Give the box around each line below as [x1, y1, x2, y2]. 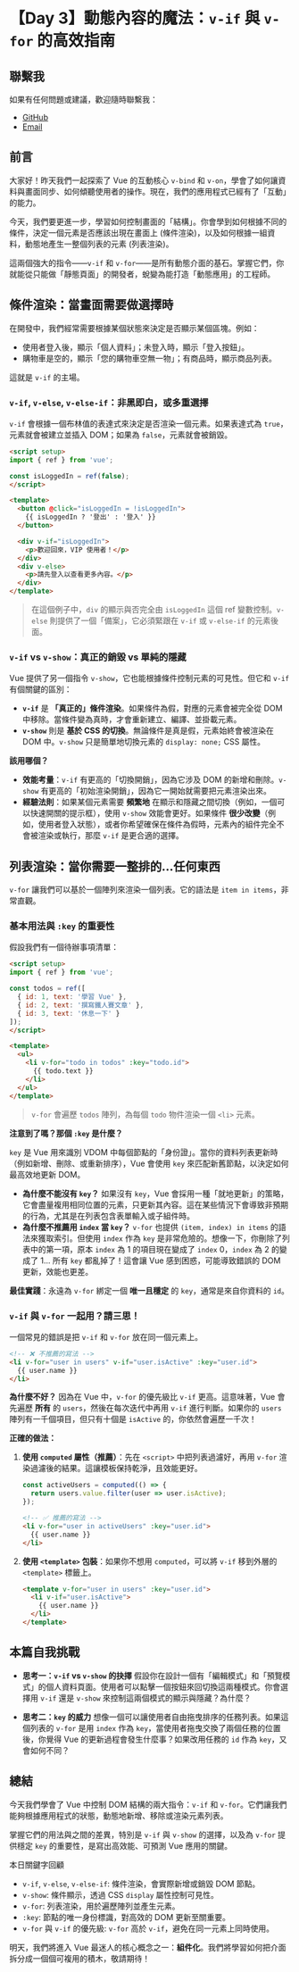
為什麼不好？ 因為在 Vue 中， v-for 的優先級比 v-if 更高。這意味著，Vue [9, 1392, 276, 1402]
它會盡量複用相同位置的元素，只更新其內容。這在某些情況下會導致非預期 [21, 1199, 288, 1210]
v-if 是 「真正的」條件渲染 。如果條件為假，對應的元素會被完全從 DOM [21, 703, 283, 714]
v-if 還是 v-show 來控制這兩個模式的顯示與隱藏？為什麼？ [39, 1693, 252, 1703]
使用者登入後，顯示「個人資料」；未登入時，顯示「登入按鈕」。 [21, 341, 250, 353]
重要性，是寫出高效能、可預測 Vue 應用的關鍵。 [56, 1840, 233, 1851]
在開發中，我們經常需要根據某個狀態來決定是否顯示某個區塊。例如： [9, 322, 260, 333]
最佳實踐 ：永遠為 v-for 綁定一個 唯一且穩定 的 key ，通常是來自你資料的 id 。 [9, 1285, 290, 1295]
